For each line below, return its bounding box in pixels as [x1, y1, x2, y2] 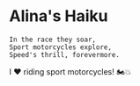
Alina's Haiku [9, 6, 108, 26]
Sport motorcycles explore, [9, 42, 113, 52]
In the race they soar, [9, 35, 97, 44]
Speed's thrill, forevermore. [9, 50, 121, 59]
